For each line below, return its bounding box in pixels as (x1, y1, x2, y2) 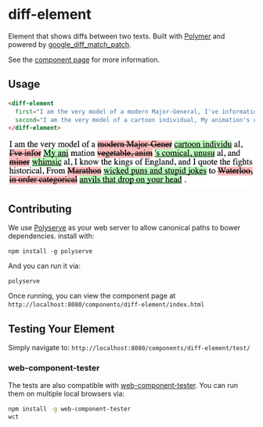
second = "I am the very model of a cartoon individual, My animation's (15, 116, 250, 124)
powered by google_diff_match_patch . (8, 39, 131, 49)
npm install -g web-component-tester (8, 405, 131, 413)
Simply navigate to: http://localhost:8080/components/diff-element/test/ (8, 343, 250, 353)
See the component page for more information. (8, 55, 160, 64)
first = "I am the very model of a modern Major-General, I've (15, 107, 219, 115)
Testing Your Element (8, 322, 115, 335)
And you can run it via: (8, 261, 81, 271)
